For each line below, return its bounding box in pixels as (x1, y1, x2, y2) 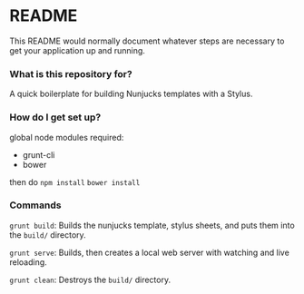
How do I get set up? (9, 111, 102, 123)
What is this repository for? (9, 67, 133, 80)
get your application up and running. (9, 44, 145, 55)
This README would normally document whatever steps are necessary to (9, 35, 285, 46)
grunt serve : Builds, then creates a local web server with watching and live (9, 247, 290, 258)
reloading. (9, 256, 47, 268)
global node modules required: (9, 132, 124, 142)
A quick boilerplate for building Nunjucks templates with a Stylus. (9, 88, 253, 100)
